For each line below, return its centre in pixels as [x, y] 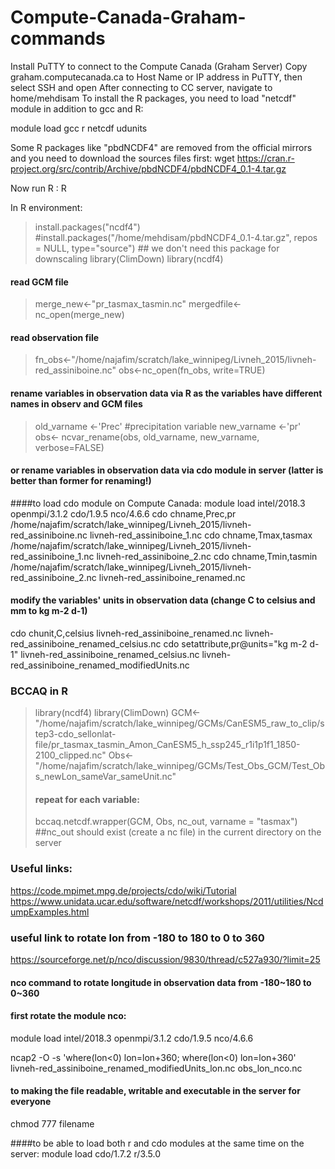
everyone [31, 1102]
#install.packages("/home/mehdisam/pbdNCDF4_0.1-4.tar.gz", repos [176, 237]
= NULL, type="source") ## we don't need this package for [157, 248]
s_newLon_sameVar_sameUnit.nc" [105, 777]
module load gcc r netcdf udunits [79, 128]
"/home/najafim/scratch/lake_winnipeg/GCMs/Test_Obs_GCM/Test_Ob [180, 766]
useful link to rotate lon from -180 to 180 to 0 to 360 [137, 938]
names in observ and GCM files [76, 403]
